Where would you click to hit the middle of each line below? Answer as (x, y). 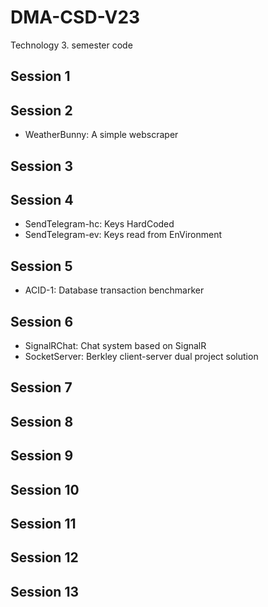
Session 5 (41, 266)
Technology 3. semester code (71, 45)
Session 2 (41, 110)
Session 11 (43, 523)
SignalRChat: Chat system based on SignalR (115, 345)
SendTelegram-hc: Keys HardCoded (99, 224)
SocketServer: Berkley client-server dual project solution (141, 356)
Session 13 (45, 591)
